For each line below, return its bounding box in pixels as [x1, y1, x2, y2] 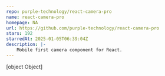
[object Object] [6, 63, 43, 70]
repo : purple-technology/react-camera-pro [6, 8, 112, 15]
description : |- [6, 42, 46, 48]
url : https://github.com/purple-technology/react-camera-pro [6, 25, 160, 31]
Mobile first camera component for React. [16, 47, 123, 53]
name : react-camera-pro [6, 14, 65, 20]
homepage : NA [6, 19, 38, 25]
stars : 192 [6, 31, 33, 37]
